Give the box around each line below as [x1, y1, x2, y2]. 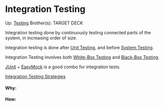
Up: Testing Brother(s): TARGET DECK [5, 20, 83, 26]
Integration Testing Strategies [5, 73, 66, 79]
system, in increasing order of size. [5, 35, 77, 41]
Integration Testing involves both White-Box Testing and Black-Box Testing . [5, 54, 160, 60]
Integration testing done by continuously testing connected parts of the [5, 29, 151, 35]
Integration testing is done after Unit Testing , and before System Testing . [5, 44, 154, 50]
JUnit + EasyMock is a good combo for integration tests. [5, 64, 121, 70]
